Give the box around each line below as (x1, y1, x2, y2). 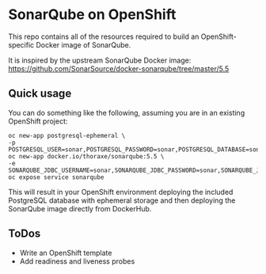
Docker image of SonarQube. (36, 40, 131, 49)
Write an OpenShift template (19, 248, 112, 257)
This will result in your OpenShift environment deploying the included (8, 187, 234, 196)
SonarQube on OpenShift (8, 6, 177, 24)
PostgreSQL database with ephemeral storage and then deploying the (8, 196, 236, 205)
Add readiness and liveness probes (19, 256, 135, 266)
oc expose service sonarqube (8, 173, 104, 181)
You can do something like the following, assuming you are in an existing (8, 108, 245, 117)
